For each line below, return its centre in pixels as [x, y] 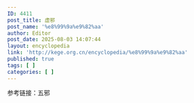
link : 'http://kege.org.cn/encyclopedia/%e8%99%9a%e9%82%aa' [98, 53]
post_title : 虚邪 [31, 20]
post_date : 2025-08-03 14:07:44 [54, 40]
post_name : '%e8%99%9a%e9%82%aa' [56, 26]
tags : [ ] [22, 65]
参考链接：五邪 [29, 93]
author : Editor [29, 33]
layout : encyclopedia [39, 46]
